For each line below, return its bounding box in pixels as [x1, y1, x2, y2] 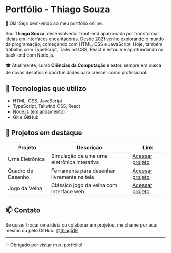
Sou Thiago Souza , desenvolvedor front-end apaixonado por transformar [5, 30, 159, 36]
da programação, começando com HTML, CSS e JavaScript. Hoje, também [5, 41, 163, 47]
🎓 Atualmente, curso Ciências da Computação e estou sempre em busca [5, 62, 162, 68]
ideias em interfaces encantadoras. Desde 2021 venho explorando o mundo [5, 36, 164, 42]
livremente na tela [51, 173, 94, 180]
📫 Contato [5, 206, 41, 214]
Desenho [8, 173, 30, 180]
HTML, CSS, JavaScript [12, 98, 63, 104]
